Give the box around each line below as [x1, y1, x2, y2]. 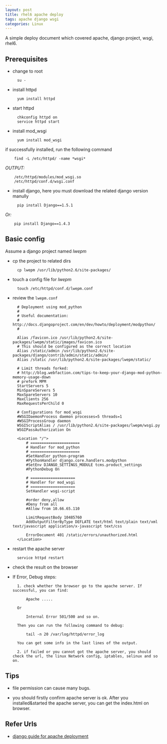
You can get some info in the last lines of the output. [17, 640, 138, 645]
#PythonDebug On [25, 466, 60, 471]
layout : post [5, 7, 32, 13]
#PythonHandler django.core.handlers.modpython [25, 458, 127, 463]
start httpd [12, 105, 34, 111]
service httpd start [17, 119, 60, 124]
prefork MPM [21, 379, 46, 384]
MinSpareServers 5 [17, 388, 55, 393]
